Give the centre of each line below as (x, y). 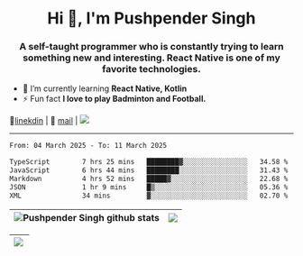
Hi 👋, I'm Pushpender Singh (151, 18)
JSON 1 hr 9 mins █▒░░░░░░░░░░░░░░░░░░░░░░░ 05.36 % (149, 187)
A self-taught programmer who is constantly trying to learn (151, 47)
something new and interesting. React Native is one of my (151, 58)
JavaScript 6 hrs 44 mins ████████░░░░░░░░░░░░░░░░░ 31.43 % (149, 170)
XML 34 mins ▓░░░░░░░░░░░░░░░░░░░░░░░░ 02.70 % (149, 196)
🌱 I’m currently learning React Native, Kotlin (105, 88)
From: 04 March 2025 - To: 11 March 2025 (88, 146)
